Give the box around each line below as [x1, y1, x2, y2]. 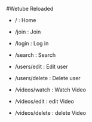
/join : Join [14, 28, 41, 35]
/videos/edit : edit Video [14, 98, 75, 105]
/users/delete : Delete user [14, 75, 81, 81]
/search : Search [14, 51, 56, 59]
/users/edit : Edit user [14, 63, 68, 70]
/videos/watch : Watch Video [14, 86, 87, 93]
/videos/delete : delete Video [14, 109, 87, 116]
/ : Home [14, 17, 36, 23]
